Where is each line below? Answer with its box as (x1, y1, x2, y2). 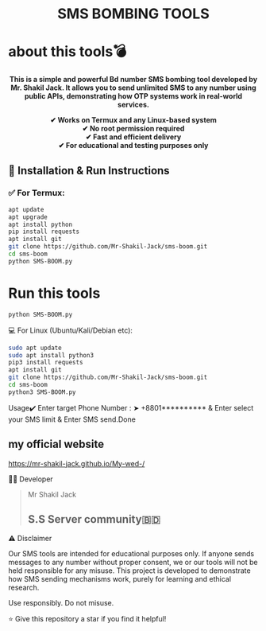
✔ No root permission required (82, 124, 185, 134)
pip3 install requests (8, 359, 83, 367)
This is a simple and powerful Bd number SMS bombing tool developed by (9, 75, 258, 84)
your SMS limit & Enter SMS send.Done (8, 415, 137, 424)
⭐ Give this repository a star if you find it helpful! (8, 614, 167, 624)
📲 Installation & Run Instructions (8, 164, 170, 177)
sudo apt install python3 (8, 351, 94, 359)
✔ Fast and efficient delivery (85, 132, 182, 142)
